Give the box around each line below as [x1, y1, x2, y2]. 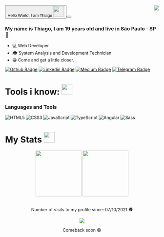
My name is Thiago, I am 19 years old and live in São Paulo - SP [5, 25, 156, 32]
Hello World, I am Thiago [7, 13, 53, 18]
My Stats [5, 134, 42, 145]
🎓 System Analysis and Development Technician [12, 50, 112, 56]
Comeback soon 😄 [62, 227, 102, 233]
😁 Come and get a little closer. [12, 57, 75, 63]
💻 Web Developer [12, 43, 49, 49]
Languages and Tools [5, 103, 57, 110]
